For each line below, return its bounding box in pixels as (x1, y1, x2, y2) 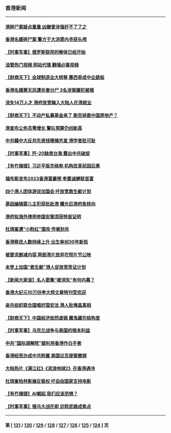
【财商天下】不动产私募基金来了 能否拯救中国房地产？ (5, 112, 118, 119)
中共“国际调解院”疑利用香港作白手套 (5, 340, 82, 346)
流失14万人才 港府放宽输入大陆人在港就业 (5, 100, 92, 106)
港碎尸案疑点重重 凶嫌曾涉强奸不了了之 (5, 24, 87, 30)
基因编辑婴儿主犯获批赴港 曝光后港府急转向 (5, 201, 96, 207)
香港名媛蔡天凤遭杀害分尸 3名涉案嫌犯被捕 (5, 87, 94, 93)
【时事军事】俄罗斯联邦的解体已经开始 (5, 49, 85, 55)
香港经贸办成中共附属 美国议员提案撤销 (5, 353, 87, 359)
